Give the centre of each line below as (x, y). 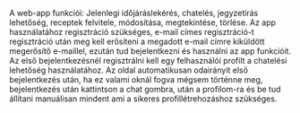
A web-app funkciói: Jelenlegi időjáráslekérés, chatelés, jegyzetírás (134, 13)
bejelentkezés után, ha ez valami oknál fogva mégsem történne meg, (136, 79)
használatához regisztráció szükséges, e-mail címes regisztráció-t (132, 32)
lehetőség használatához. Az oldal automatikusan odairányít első (129, 70)
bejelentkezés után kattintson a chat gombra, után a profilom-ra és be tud (145, 89)
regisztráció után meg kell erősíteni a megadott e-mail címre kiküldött (137, 41)
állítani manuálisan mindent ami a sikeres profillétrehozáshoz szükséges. (143, 99)
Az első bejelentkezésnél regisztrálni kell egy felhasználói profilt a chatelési (148, 61)
